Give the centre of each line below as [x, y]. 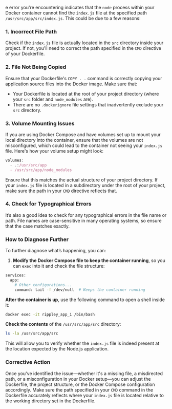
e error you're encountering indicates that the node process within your [80, 7]
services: [16, 275]
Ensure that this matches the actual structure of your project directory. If [81, 180]
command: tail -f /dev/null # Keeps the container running [80, 290]
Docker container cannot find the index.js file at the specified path [76, 13]
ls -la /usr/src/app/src [32, 333]
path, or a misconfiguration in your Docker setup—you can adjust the [78, 379]
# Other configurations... [43, 285]
